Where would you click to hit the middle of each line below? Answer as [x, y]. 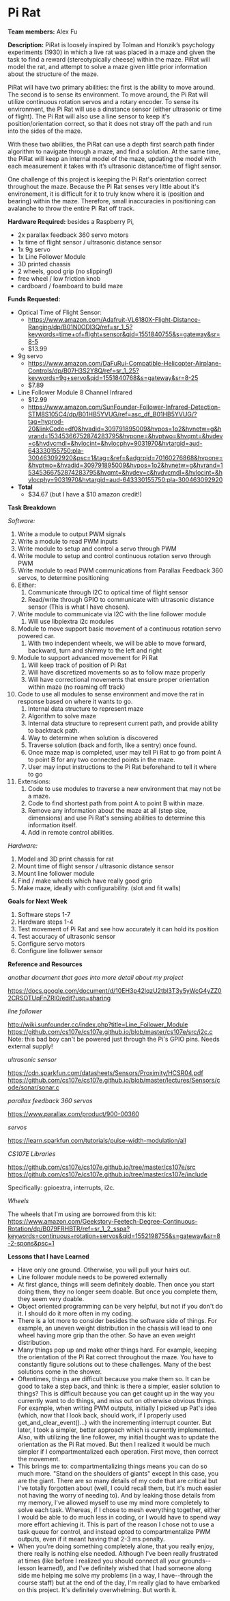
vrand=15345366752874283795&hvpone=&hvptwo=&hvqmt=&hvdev [125, 436]
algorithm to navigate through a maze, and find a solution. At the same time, [114, 151]
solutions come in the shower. [60, 1372]
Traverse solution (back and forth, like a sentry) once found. [112, 745]
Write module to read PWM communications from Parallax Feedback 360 [120, 570]
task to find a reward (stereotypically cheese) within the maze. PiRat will [109, 59]
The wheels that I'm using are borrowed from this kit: [82, 1214]
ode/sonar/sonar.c [34, 1087]
